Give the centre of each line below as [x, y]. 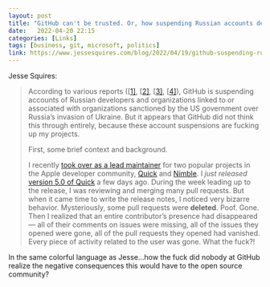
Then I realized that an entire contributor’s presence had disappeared [143, 216]
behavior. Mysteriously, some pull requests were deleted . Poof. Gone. [143, 208]
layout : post [30, 16]
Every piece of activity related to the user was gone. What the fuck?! [141, 242]
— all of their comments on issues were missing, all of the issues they [143, 224]
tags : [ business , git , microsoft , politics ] [84, 46]
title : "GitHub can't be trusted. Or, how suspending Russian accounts [131, 23]
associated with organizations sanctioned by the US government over [143, 108]
